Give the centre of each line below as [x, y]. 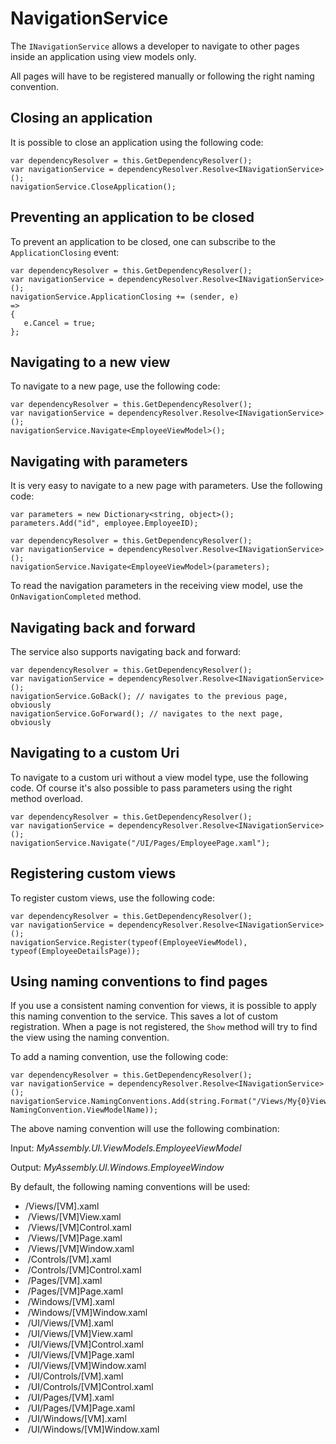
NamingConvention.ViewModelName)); [84, 1110]
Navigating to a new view [90, 362]
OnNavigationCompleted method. [76, 596]
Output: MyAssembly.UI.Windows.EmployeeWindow [117, 1168]
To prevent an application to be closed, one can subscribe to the [143, 241]
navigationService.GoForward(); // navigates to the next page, [147, 714]
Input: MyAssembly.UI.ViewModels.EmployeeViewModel [126, 1148]
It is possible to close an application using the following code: [137, 142]
